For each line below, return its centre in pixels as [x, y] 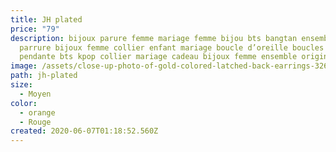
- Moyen [35, 94]
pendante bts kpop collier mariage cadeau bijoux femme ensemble [158, 57]
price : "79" [35, 29]
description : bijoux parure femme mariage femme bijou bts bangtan [154, 38]
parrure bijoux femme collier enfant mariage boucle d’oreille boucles [172, 47]
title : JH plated [46, 19]
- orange [37, 112]
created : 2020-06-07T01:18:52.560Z [84, 131]
